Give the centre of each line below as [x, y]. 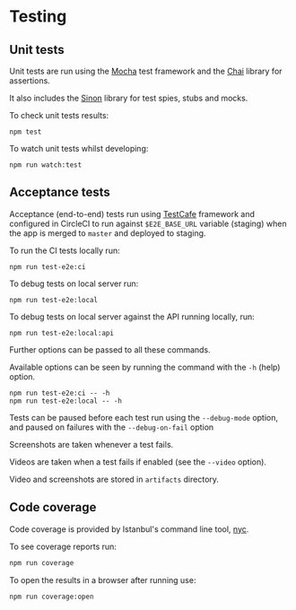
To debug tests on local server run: [74, 283]
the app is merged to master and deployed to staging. [108, 233]
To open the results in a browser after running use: [103, 579]
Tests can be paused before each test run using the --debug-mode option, [144, 417]
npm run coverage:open [52, 597]
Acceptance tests [60, 192]
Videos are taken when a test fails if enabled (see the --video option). [138, 462]
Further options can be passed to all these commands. [110, 349]
